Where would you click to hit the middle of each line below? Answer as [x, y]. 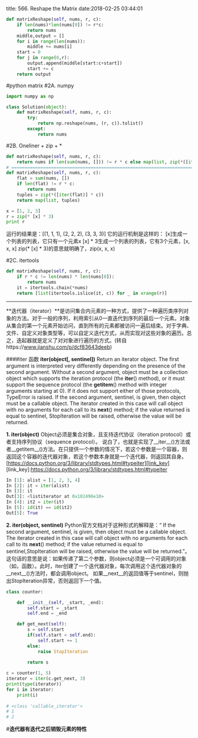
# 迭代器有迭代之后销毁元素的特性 [47, 729]
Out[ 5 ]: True [22, 513]
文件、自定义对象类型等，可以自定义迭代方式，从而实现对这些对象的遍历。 [96, 333]
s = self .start [46, 630]
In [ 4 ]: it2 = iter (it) [35, 502]
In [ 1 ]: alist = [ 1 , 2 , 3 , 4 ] [43, 480]
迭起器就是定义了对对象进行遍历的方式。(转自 [72, 340]
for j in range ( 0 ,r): [43, 58]
